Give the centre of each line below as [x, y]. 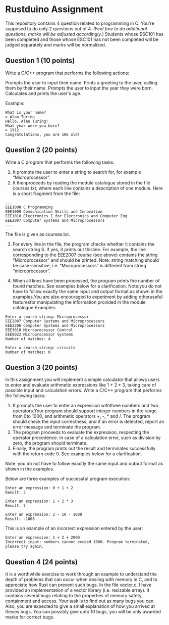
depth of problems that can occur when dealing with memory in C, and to [81, 580]
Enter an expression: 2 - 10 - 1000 [44, 515]
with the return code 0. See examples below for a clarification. [77, 454]
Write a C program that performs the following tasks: [60, 162]
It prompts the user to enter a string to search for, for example [77, 172]
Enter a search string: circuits [40, 348]
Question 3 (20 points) [41, 367]
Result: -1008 [20, 519]
